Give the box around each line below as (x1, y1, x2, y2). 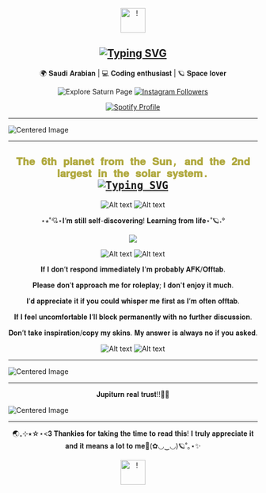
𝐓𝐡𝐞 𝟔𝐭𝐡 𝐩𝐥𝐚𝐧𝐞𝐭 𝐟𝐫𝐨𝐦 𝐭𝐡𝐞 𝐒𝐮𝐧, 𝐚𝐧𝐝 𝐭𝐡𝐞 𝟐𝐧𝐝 (15, 156, 251, 168)
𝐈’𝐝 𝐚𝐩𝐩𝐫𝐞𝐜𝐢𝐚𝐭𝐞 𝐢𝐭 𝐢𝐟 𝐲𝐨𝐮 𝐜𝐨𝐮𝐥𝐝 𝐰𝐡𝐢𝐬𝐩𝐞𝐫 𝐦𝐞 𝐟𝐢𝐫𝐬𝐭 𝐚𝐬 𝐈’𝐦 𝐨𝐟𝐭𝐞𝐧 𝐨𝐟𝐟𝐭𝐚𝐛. (26, 296, 240, 306)
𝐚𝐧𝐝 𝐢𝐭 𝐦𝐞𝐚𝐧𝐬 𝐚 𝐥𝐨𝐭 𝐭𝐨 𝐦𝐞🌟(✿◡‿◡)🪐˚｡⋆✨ (65, 441, 201, 450)
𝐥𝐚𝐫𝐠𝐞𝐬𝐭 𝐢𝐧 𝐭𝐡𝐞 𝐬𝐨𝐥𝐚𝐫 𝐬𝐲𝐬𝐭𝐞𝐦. (56, 168, 210, 180)
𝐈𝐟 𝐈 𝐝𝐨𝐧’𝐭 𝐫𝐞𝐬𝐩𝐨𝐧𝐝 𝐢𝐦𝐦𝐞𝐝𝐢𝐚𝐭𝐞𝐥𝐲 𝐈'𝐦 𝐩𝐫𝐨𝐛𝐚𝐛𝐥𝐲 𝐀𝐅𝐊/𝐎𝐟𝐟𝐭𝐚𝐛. (40, 264, 226, 274)
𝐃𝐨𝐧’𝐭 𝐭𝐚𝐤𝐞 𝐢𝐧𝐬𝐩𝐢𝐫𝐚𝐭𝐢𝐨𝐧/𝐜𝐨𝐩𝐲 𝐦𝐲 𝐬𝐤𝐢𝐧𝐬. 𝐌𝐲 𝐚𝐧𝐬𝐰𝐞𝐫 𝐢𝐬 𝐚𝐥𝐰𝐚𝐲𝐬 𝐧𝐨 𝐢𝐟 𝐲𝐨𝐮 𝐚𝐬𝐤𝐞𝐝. (8, 328, 258, 337)
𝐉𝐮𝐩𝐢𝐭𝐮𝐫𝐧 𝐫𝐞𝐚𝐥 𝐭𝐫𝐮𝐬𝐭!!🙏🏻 (96, 389, 170, 399)
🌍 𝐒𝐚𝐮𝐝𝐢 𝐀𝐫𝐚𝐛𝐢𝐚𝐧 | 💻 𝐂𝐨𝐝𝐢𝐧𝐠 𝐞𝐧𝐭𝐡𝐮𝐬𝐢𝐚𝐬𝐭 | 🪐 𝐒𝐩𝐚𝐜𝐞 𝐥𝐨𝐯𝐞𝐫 (39, 68, 227, 78)
